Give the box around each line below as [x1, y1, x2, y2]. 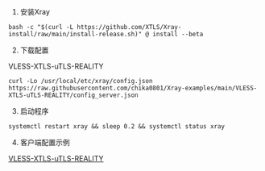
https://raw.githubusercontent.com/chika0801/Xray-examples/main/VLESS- [8, 84, 258, 92]
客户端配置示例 [19, 138, 70, 147]
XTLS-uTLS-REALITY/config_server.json [8, 91, 139, 99]
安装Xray [19, 7, 51, 16]
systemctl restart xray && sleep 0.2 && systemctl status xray [8, 123, 226, 131]
